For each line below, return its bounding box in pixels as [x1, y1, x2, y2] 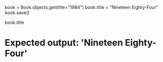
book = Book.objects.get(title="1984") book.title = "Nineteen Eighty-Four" [5, 5, 158, 10]
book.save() [5, 10, 30, 16]
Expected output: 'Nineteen [5, 37, 123, 48]
